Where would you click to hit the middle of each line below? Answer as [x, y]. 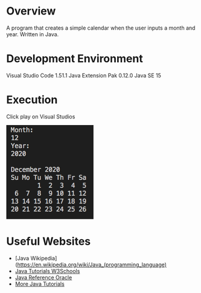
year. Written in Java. [33, 34]
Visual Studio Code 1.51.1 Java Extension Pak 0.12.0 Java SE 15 [84, 75]
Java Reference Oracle [43, 277]
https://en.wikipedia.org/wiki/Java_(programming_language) [92, 265]
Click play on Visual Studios [41, 117]
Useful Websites [49, 241]
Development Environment [75, 59]
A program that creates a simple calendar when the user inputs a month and [101, 28]
